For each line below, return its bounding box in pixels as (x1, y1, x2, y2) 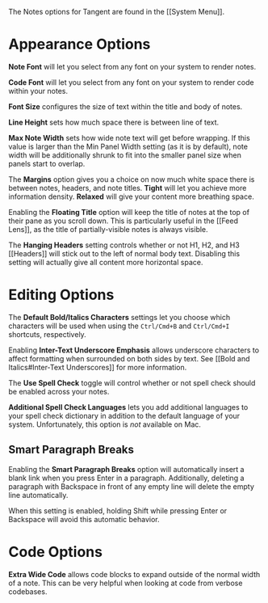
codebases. (8, 586, 48, 597)
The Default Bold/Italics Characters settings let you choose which (8, 312, 231, 322)
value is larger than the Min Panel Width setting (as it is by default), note (8, 141, 249, 151)
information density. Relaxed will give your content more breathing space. (8, 192, 254, 201)
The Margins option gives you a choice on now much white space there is (8, 174, 255, 184)
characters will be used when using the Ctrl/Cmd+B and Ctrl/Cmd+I (8, 321, 230, 331)
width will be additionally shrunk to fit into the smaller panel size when (8, 150, 242, 160)
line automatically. (8, 490, 69, 500)
